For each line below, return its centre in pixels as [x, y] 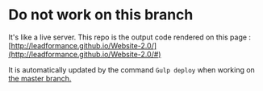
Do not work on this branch [101, 15]
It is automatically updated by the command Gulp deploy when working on [132, 69]
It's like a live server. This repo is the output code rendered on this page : [130, 37]
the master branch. [40, 78]
